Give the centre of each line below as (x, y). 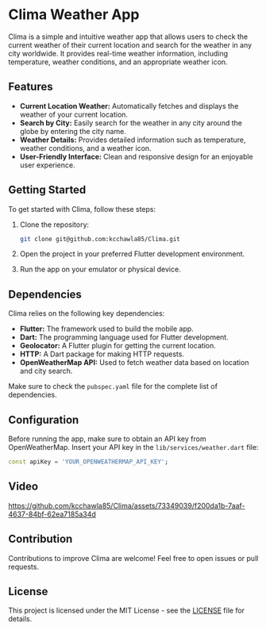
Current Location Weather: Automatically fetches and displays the (129, 106)
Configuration (44, 419)
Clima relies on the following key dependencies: (87, 313)
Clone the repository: (54, 225)
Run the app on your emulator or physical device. (100, 269)
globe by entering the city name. (73, 131)
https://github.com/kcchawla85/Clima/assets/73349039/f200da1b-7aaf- (127, 505)
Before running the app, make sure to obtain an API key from (107, 439)
